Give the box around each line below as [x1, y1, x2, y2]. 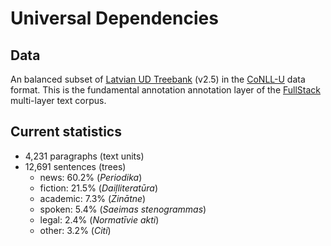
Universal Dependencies [10, 7, 219, 30]
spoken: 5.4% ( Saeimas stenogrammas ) [39, 203, 207, 215]
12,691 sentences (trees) [24, 160, 127, 172]
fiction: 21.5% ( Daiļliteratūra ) [39, 182, 158, 194]
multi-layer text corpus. [10, 95, 107, 106]
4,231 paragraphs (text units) [24, 150, 145, 162]
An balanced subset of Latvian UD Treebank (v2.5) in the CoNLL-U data [10, 73, 306, 85]
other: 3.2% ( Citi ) [39, 224, 112, 236]
